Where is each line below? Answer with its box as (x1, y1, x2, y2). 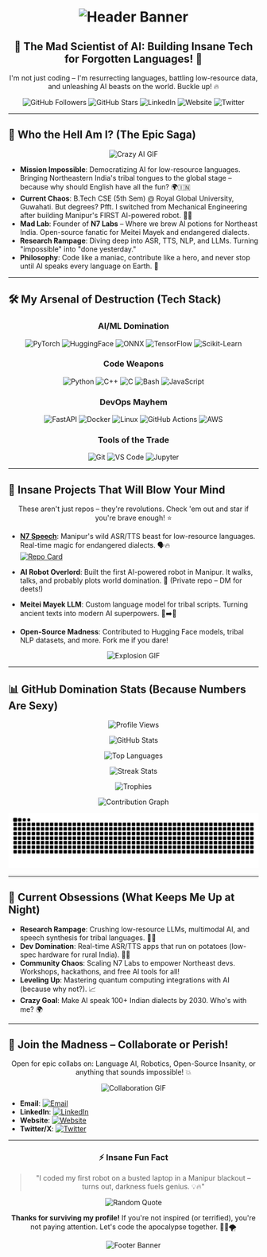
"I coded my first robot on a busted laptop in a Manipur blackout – (35, 1173, 252, 1182)
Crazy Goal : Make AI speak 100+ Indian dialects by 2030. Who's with (19, 995, 247, 1005)
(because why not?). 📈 (19, 984, 97, 993)
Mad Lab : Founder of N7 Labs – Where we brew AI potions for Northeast (19, 219, 258, 228)
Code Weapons (103, 358, 164, 369)
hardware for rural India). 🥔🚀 (37, 950, 131, 959)
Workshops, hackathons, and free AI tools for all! (19, 966, 180, 976)
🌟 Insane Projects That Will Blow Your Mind (8, 482, 226, 497)
